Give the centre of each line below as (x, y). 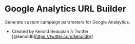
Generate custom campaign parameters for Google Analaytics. (67, 22)
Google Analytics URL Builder (65, 9)
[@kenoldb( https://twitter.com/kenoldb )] (52, 36)
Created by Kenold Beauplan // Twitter (50, 31)
